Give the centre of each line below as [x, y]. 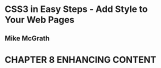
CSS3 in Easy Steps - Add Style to [76, 9]
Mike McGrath [27, 38]
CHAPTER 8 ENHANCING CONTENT [80, 60]
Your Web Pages [39, 20]
